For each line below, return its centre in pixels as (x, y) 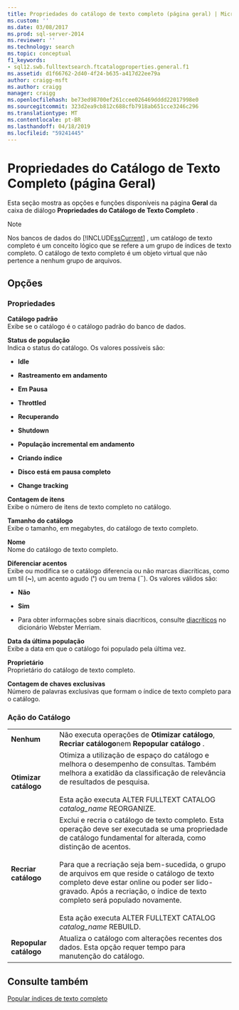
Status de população (38, 340)
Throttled (32, 403)
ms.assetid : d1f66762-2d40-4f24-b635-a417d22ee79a (84, 73)
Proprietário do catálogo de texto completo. (71, 670)
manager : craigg (31, 93)
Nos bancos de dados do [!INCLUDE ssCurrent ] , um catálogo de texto (110, 238)
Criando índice (40, 458)
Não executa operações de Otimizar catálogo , (137, 735)
